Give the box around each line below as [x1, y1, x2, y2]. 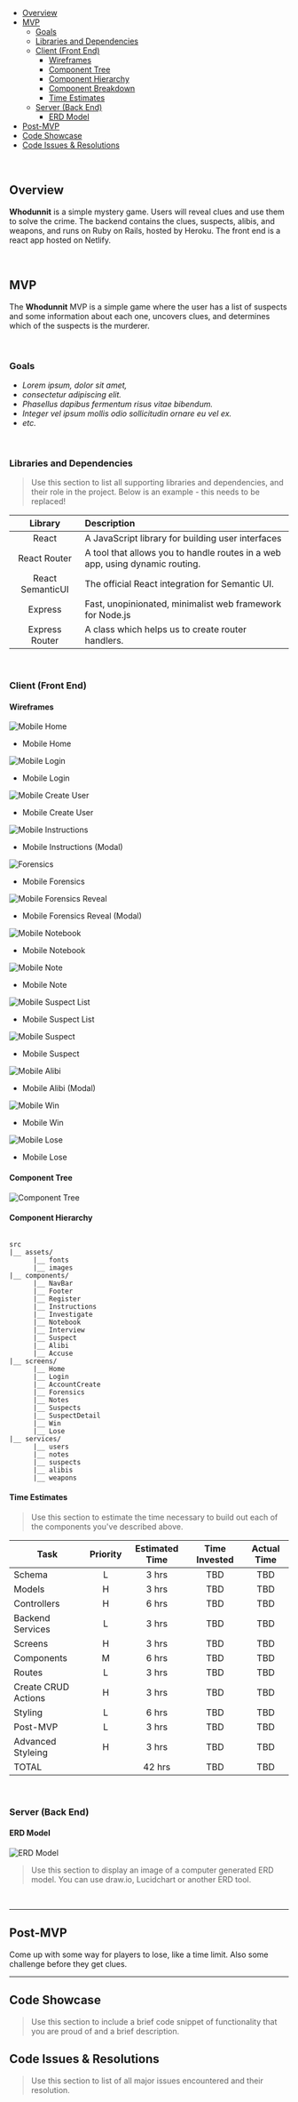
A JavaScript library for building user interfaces [84, 533, 282, 545]
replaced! [30, 496, 67, 507]
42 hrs [143, 1761, 171, 1773]
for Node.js [84, 609, 131, 622]
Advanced [13, 1735, 57, 1747]
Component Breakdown [48, 84, 136, 93]
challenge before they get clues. [9, 1958, 128, 1969]
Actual [251, 1542, 280, 1554]
